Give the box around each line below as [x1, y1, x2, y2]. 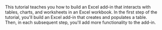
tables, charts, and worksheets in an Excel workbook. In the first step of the [5, 9, 158, 15]
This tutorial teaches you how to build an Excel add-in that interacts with [5, 4, 151, 10]
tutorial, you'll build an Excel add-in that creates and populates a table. [5, 15, 147, 20]
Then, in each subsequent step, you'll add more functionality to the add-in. [5, 19, 156, 25]
